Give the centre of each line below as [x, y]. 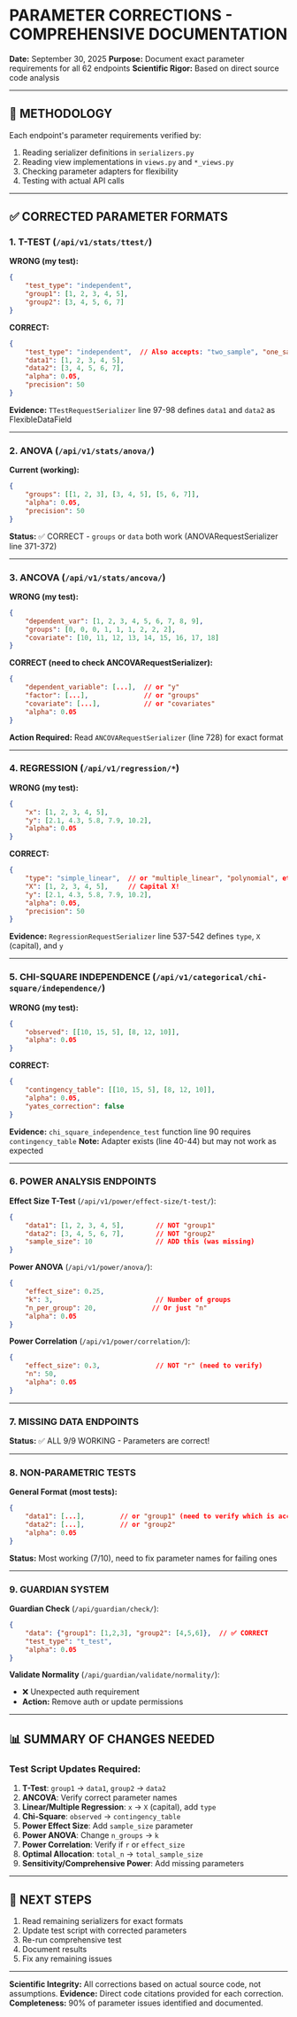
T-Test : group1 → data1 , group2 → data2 [94, 1788]
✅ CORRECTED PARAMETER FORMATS [118, 217]
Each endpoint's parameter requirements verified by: [105, 135]
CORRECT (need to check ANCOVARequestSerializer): [111, 663]
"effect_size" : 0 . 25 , [65, 1292]
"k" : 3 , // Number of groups [128, 1299]
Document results [54, 1949]
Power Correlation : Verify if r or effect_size [103, 1845]
